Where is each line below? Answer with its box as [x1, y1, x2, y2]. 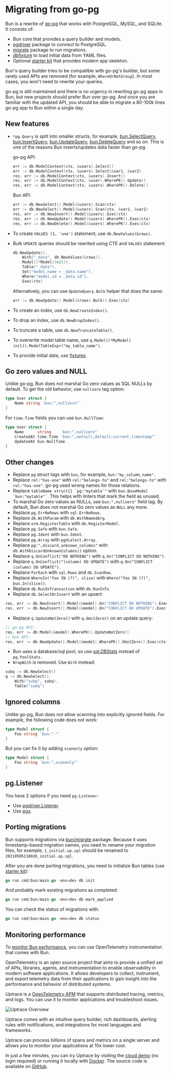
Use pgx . [12, 808, 32, 814]
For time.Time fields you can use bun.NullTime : [5, 415, 104, 421]
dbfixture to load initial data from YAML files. [12, 52, 107, 58]
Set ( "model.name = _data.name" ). [22, 269, 94, 274]
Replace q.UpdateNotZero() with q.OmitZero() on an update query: [12, 615, 153, 621]
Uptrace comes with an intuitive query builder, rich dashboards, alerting [5, 1016, 157, 1022]
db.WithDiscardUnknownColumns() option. [12, 548, 98, 554]
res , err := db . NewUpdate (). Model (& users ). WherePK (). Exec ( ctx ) [12, 216, 151, 221]
